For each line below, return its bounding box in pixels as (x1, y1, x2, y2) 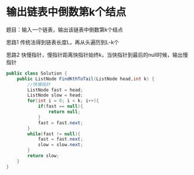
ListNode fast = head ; (27, 87, 83, 93)
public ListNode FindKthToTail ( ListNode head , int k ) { (17, 76, 155, 82)
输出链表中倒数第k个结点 (6, 5, 127, 19)
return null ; (48, 109, 81, 115)
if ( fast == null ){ (37, 103, 83, 109)
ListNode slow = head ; (27, 92, 83, 98)
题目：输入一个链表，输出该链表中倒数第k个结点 (6, 26, 123, 33)
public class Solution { (6, 70, 67, 76)
